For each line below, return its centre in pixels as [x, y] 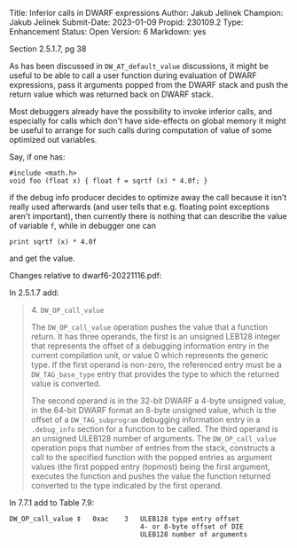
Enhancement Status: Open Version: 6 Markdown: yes [108, 31]
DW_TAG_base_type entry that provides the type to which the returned [155, 374]
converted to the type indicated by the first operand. [127, 485]
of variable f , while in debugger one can [83, 226]
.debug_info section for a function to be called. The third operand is [155, 429]
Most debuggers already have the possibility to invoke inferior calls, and [141, 111]
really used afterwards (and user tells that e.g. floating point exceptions [140, 207]
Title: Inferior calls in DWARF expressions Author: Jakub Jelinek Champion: [146, 13]
